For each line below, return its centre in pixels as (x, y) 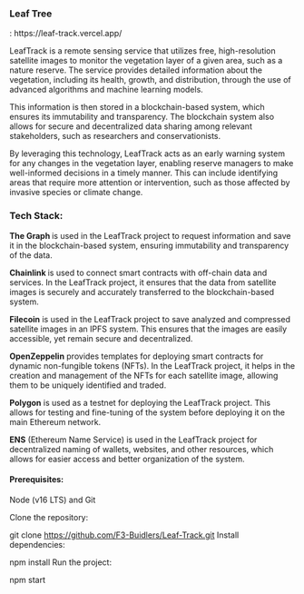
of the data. (31, 255)
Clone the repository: (49, 517)
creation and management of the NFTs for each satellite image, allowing (144, 375)
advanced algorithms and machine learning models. (107, 90)
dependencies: (37, 544)
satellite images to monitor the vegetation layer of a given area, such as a (146, 61)
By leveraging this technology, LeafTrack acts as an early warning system (147, 153)
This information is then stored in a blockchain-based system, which (137, 107)
